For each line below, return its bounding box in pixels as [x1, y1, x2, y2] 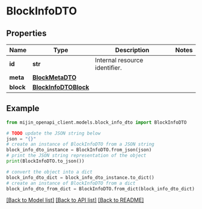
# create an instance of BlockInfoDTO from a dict [6, 180, 136, 186]
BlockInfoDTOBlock [32, 83, 90, 91]
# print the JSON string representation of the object [6, 153, 147, 159]
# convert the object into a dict [6, 169, 93, 175]
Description [115, 46, 150, 54]
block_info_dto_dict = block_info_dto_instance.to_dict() [6, 174, 155, 181]
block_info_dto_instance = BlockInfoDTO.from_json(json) [6, 147, 152, 153]
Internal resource [95, 56, 144, 64]
